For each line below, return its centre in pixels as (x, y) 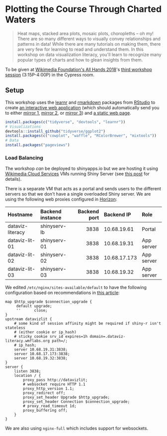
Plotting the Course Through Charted (83, 9)
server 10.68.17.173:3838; (42, 354)
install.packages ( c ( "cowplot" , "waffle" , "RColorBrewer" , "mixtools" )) (81, 136)
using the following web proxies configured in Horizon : (61, 199)
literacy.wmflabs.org (28, 341)
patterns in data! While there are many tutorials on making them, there (89, 44)
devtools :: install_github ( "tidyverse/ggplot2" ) (55, 131)
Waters (20, 20)
